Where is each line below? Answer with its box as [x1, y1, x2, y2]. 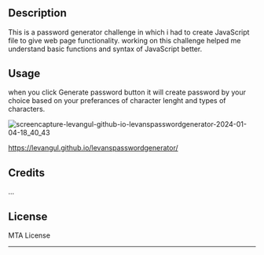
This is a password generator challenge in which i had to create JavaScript [8, 27, 250, 37]
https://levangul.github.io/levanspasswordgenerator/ [8, 143, 178, 153]
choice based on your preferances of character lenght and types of [8, 96, 226, 105]
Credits [8, 166, 46, 179]
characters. [8, 105, 46, 114]
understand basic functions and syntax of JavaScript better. [8, 44, 203, 54]
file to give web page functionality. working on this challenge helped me [8, 35, 241, 45]
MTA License [8, 231, 51, 240]
